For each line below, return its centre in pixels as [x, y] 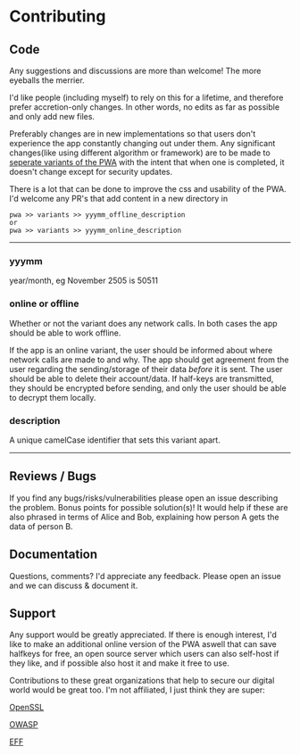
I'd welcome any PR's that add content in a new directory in [119, 199]
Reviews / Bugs [53, 476]
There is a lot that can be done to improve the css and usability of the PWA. [148, 189]
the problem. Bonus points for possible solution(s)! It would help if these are [149, 507]
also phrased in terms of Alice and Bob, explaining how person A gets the [144, 517]
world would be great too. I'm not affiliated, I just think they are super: [137, 690]
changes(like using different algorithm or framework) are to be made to [140, 153]
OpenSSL [27, 708]
